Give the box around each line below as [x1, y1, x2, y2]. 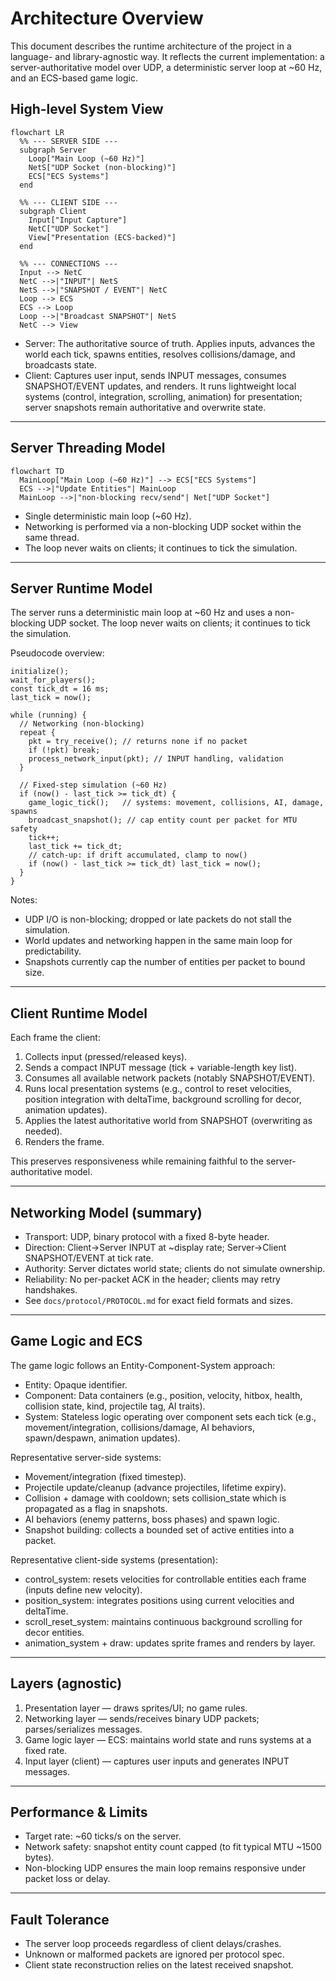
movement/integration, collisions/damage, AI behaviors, [24, 1421, 255, 1433]
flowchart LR [10, 127, 65, 137]
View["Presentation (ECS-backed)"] [28, 232, 177, 242]
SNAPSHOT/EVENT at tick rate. [24, 1252, 154, 1264]
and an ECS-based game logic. [10, 72, 139, 84]
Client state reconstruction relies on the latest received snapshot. [24, 1959, 294, 1971]
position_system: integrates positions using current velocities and [24, 1594, 295, 1606]
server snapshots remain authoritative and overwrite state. [24, 401, 267, 413]
